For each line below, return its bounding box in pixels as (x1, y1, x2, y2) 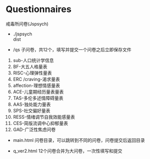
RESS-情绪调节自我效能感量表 (13, 114, 75, 120)
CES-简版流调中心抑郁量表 (13, 120, 68, 126)
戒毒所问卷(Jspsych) (6, 21, 49, 27)
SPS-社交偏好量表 (13, 107, 51, 114)
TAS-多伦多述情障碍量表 (13, 95, 63, 101)
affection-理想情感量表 (13, 82, 60, 89)
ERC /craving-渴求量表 (13, 76, 60, 82)
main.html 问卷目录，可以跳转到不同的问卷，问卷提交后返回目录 (13, 137, 145, 143)
